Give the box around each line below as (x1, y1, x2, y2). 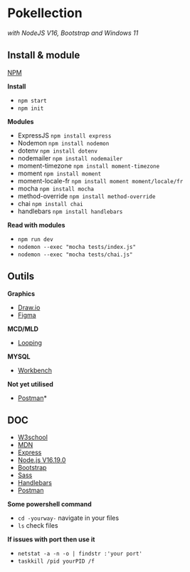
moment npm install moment (17, 169, 102, 178)
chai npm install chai (17, 199, 83, 208)
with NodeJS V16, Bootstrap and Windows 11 (7, 29, 139, 37)
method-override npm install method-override (17, 191, 156, 200)
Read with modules (7, 220, 65, 229)
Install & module (7, 49, 80, 61)
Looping (17, 338, 43, 347)
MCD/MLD (7, 325, 39, 333)
